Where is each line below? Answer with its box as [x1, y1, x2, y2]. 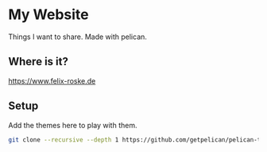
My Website [8, 6, 89, 24]
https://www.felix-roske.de [8, 76, 96, 85]
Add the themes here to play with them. [8, 120, 137, 130]
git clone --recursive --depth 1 [8, 135, 119, 144]
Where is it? [8, 55, 69, 68]
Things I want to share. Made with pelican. [8, 32, 147, 41]
